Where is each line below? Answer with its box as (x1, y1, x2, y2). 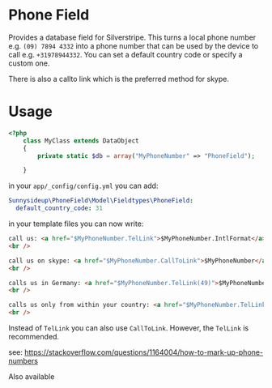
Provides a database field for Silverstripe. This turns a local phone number (8, 32, 257, 42)
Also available (8, 372, 55, 382)
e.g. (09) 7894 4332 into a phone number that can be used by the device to (8, 41, 259, 50)
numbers (8, 356, 39, 365)
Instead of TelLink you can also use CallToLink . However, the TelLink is (8, 323, 249, 333)
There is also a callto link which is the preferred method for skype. (8, 74, 229, 83)
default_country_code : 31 (15, 204, 104, 212)
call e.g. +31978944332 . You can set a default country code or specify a (8, 49, 243, 59)
